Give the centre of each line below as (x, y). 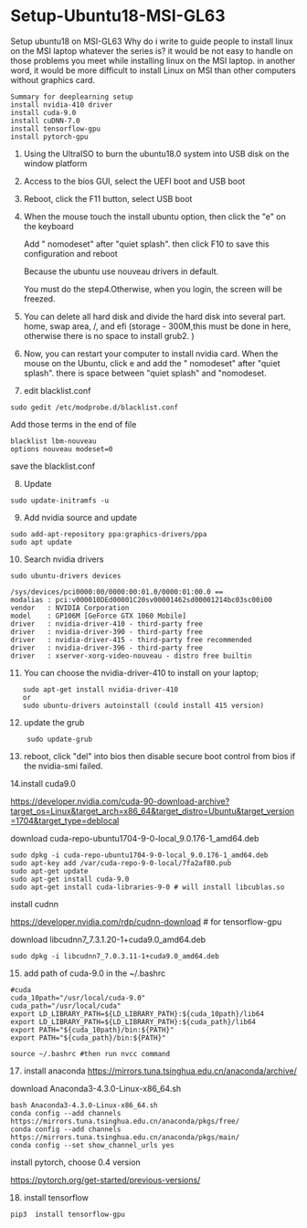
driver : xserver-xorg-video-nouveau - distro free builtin (131, 656)
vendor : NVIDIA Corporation (70, 608)
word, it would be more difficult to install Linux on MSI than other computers (153, 70)
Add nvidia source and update (80, 517)
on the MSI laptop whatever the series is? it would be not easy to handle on (152, 50)
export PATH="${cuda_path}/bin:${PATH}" (89, 1038)
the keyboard (48, 226)
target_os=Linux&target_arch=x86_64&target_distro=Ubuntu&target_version (153, 810)
